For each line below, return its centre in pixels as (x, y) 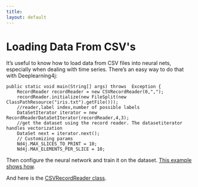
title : (14, 12)
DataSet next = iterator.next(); (58, 134)
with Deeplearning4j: (32, 76)
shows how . (21, 167)
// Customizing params (45, 139)
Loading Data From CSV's (71, 47)
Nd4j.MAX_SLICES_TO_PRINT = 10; (57, 144)
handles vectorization (34, 129)
